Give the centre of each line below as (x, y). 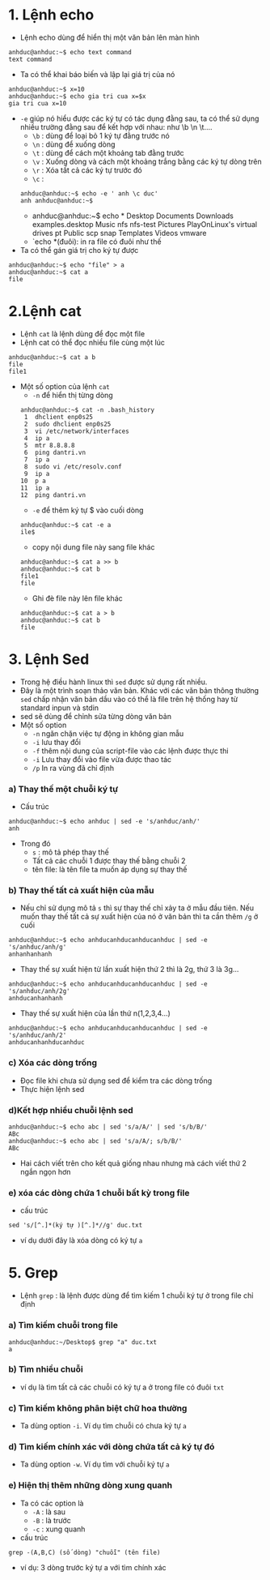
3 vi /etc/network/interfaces (76, 431)
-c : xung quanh (59, 1529)
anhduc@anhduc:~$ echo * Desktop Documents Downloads (133, 216)
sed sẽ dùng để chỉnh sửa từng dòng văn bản (96, 716)
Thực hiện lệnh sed (52, 1089)
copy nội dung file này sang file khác (93, 547)
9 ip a (37, 473)
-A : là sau (49, 1511)
